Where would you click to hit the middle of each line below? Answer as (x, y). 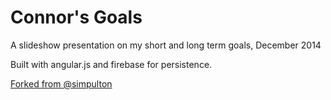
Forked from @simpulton (61, 83)
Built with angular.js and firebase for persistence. (111, 64)
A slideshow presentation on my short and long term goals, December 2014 (166, 45)
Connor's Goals (76, 17)
